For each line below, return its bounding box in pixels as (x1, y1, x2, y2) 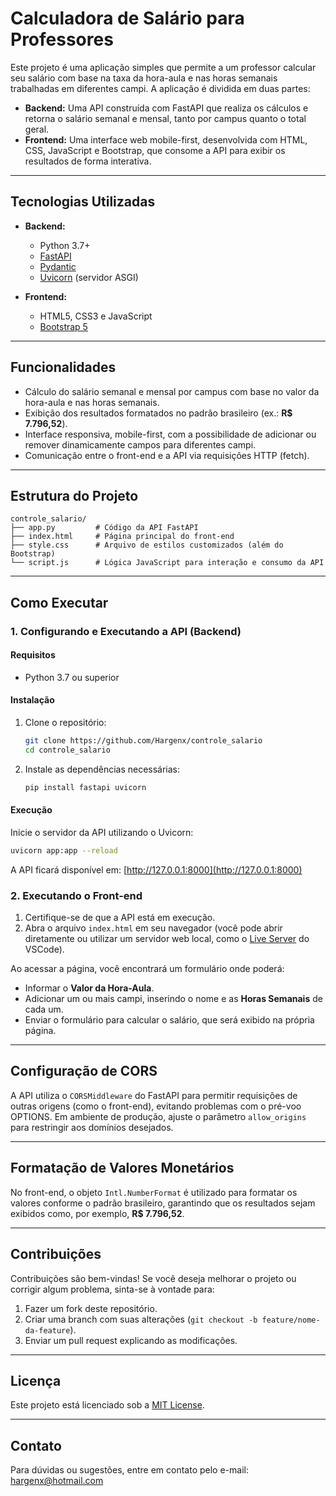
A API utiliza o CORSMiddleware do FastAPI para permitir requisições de (10, 1089, 298, 1101)
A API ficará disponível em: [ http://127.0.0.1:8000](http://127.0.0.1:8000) (10, 863, 303, 876)
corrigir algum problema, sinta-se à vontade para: (10, 1283, 215, 1295)
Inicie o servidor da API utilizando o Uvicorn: (10, 826, 194, 838)
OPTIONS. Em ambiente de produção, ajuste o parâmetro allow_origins (10, 1110, 307, 1122)
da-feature (24, 1325, 71, 1336)
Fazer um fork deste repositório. (24, 1302, 158, 1314)
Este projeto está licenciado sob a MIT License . (10, 1399, 205, 1411)
